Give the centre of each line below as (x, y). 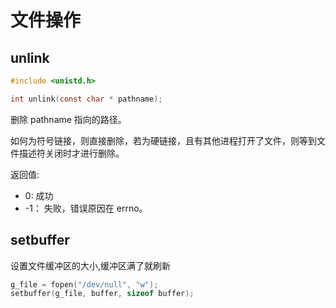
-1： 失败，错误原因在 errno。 (86, 208)
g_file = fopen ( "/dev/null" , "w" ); (84, 284)
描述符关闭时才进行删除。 (71, 153)
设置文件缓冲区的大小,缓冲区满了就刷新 (91, 265)
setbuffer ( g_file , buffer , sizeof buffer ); (102, 294)
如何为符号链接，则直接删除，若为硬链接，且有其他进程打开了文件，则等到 (163, 140)
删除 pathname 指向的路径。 (68, 119)
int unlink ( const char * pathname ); (86, 99)
